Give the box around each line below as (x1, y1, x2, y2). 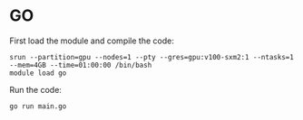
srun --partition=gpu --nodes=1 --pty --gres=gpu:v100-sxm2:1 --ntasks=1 (9, 52, 295, 61)
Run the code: (9, 84, 62, 95)
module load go (9, 69, 67, 78)
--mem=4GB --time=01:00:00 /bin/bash (9, 60, 152, 69)
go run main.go (9, 101, 67, 111)
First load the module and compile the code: (9, 35, 174, 46)
